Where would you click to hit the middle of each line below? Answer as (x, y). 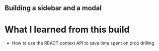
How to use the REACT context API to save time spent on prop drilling (83, 43)
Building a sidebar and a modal (53, 8)
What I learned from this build (67, 29)
